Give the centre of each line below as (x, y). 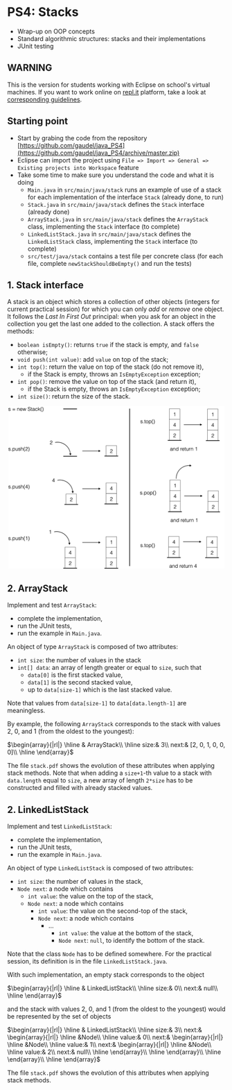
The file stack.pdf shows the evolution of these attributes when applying (111, 766)
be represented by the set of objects (59, 1016)
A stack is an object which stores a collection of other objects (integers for (114, 302)
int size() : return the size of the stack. (74, 396)
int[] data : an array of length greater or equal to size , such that (109, 668)
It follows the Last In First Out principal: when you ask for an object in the (111, 317)
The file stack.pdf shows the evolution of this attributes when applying (108, 1073)
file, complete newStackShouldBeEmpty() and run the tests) (109, 263)
